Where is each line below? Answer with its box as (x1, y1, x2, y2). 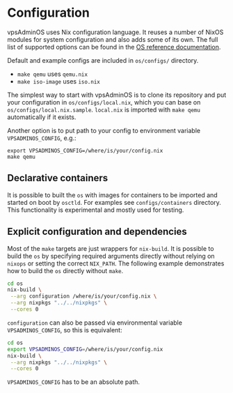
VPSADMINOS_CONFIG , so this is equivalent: (7, 325, 123, 334)
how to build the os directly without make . (7, 266, 124, 275)
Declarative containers (7, 172, 109, 184)
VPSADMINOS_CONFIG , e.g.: (7, 134, 77, 142)
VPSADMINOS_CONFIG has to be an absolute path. (7, 378, 140, 386)
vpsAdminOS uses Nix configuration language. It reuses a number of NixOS (7, 28, 224, 36)
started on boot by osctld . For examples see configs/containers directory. (7, 198, 221, 206)
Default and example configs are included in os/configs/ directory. (7, 56, 199, 64)
